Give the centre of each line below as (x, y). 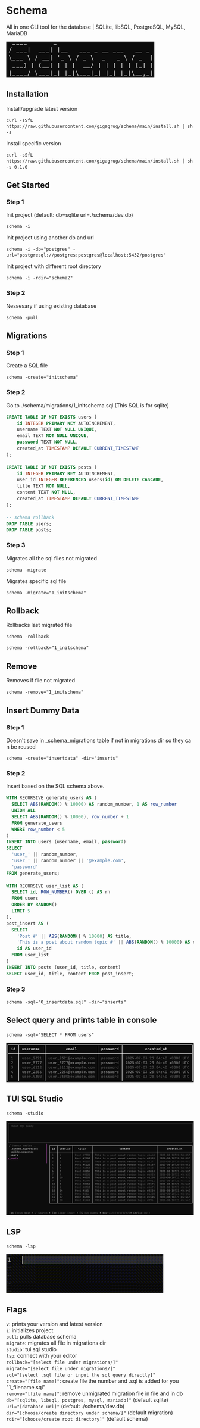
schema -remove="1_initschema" (45, 692)
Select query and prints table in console (82, 1020)
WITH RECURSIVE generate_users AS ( (51, 798)
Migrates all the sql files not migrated (51, 558)
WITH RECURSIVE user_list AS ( (45, 886)
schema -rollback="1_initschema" (48, 648)
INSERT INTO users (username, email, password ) (66, 842)
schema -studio (25, 1113)
